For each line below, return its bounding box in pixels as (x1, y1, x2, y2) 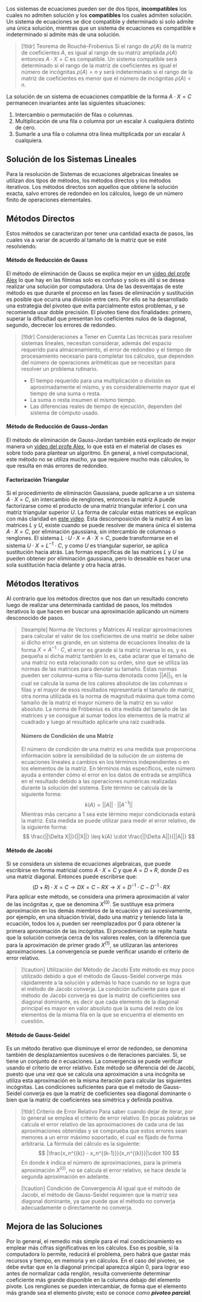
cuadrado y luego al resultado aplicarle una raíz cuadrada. (21, 718, 166, 726)
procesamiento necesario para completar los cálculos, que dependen (21, 352, 194, 360)
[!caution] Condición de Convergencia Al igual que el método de (21, 1185, 181, 1192)
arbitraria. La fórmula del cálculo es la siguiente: (21, 1140, 140, 1148)
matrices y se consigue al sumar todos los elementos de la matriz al (21, 712, 190, 719)
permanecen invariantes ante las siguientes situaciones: (6, 99, 146, 107)
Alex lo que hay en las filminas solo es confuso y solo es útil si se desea (6, 276, 185, 283)
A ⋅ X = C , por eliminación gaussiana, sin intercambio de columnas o (6, 528, 176, 535)
